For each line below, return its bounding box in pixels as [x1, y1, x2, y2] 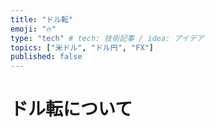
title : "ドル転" [10, 14, 74, 25]
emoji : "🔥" [10, 24, 57, 34]
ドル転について [10, 98, 133, 121]
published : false [10, 52, 83, 62]
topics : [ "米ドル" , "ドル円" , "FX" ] [10, 42, 154, 53]
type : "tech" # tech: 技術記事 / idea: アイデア [10, 33, 205, 43]
